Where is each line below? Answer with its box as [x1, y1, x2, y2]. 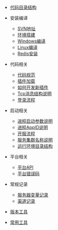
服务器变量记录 [17, 192, 48, 197]
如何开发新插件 [17, 84, 48, 90]
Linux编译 [17, 44, 38, 50]
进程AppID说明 [17, 124, 48, 130]
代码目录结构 [9, 4, 36, 10]
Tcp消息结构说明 [17, 90, 52, 96]
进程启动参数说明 [17, 118, 53, 124]
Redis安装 [17, 50, 38, 56]
